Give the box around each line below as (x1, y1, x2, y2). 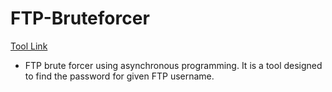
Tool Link (10, 40, 48, 52)
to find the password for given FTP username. (24, 70, 215, 82)
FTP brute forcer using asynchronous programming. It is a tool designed (24, 59, 323, 71)
